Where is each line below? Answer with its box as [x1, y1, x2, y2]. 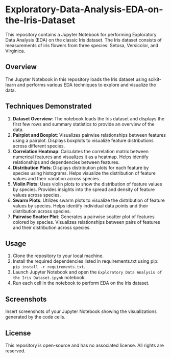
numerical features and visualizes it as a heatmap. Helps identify [12, 154, 149, 160]
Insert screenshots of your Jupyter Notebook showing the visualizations [5, 308, 157, 314]
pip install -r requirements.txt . [12, 264, 85, 270]
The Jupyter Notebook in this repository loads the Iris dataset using [5, 76, 148, 82]
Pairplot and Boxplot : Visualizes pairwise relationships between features [12, 132, 166, 138]
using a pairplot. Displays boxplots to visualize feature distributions [12, 137, 154, 143]
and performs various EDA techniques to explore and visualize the [17, 81, 156, 88]
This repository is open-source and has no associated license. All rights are [5, 342, 164, 348]
